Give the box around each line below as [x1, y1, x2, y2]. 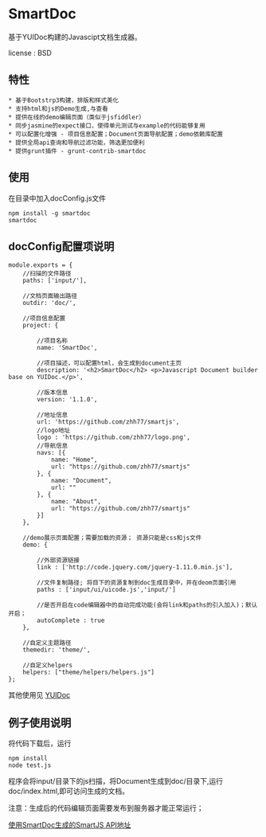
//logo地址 [37, 427, 71, 435]
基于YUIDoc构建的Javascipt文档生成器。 [8, 32, 142, 41]
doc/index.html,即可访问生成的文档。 [8, 786, 130, 796]
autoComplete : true [37, 616, 105, 625]
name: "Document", [50, 477, 112, 485]
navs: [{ [37, 449, 66, 457]
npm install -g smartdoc [8, 209, 91, 217]
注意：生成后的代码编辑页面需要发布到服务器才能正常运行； [8, 804, 204, 813]
